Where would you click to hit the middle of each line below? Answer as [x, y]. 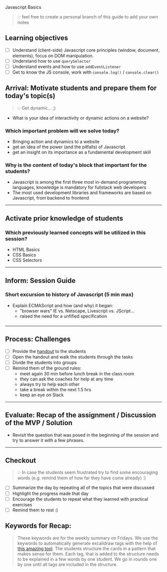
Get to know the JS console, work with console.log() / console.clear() [85, 72]
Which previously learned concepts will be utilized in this [76, 232]
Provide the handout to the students [49, 351]
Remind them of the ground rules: [47, 368]
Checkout [21, 461]
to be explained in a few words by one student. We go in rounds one [87, 559]
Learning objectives [37, 38]
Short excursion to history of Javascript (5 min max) [69, 295]
